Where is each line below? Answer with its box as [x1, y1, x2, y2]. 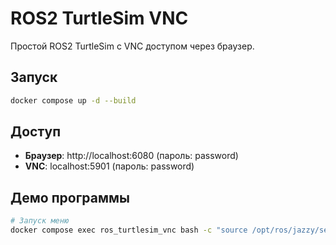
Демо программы [10, 189, 130, 206]
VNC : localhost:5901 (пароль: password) [24, 160, 195, 172]
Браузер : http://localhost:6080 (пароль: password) [24, 150, 239, 162]
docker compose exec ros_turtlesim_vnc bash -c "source [10, 225, 248, 236]
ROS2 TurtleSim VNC [10, 7, 189, 30]
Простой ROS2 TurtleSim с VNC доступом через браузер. [10, 40, 255, 52]
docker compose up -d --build [10, 95, 137, 106]
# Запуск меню [10, 216, 70, 226]
